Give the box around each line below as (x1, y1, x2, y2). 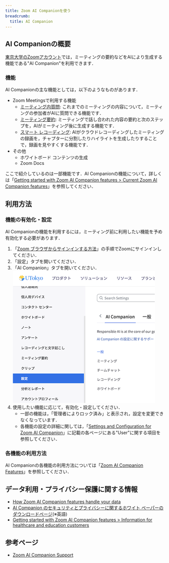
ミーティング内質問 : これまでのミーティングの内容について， (20, 104, 146, 110)
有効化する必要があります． (5, 235, 63, 241)
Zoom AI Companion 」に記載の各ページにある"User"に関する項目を (20, 430, 161, 436)
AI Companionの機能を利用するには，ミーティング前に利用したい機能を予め (5, 229, 163, 235)
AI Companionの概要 (5, 40, 71, 48)
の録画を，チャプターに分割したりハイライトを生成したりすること (20, 135, 157, 142)
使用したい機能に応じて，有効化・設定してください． (12, 404, 123, 410)
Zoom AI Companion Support (12, 552, 74, 558)
